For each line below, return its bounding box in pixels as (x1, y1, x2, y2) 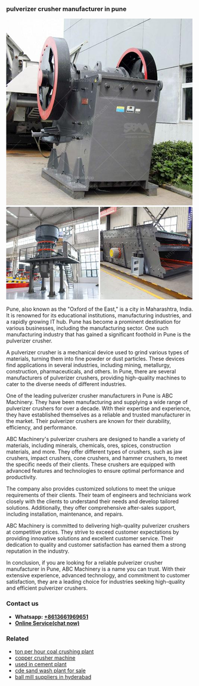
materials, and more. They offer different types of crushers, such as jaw (6, 448, 183, 455)
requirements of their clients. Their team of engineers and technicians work (6, 492, 192, 499)
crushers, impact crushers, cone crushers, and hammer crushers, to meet (6, 455, 188, 462)
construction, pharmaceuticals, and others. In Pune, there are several (6, 368, 176, 375)
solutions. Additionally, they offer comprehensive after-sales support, (6, 504, 176, 512)
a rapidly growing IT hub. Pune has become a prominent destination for (6, 318, 181, 326)
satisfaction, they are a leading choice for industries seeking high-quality (6, 578, 185, 586)
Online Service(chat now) (14, 619, 80, 626)
